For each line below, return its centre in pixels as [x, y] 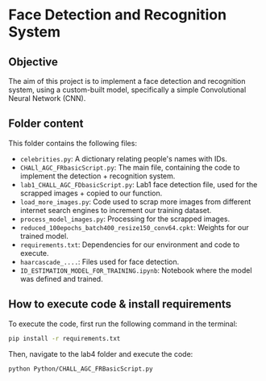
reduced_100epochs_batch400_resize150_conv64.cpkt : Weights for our [134, 227]
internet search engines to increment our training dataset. [116, 210]
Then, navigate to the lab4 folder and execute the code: [101, 354]
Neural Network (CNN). [47, 98]
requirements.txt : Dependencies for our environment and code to [130, 245]
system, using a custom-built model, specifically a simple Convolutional [127, 90]
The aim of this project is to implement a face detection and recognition [127, 81]
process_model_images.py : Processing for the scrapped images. [125, 219]
